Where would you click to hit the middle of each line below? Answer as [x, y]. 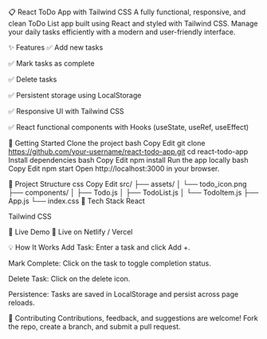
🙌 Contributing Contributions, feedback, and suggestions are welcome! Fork [133, 318]
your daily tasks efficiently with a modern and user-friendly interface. [122, 32]
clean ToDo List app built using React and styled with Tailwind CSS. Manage [133, 24]
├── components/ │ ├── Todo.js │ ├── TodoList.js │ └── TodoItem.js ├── [133, 192]
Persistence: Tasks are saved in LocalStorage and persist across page [124, 294]
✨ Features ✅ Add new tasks [56, 47]
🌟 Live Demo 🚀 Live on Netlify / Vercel [71, 232]
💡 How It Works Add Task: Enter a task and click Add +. [99, 247]
